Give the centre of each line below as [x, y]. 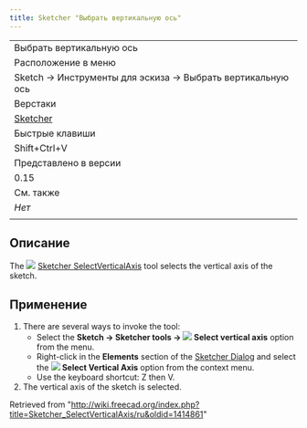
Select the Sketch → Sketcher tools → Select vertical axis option [165, 338]
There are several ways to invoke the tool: [101, 327]
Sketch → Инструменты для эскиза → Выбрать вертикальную [152, 77]
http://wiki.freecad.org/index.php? [135, 405]
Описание [40, 243]
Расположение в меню [65, 62]
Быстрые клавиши [55, 133]
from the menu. [65, 347]
